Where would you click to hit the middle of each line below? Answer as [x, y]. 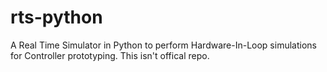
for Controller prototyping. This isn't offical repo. [110, 55]
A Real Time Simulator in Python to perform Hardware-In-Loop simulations [163, 45]
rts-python [56, 17]
